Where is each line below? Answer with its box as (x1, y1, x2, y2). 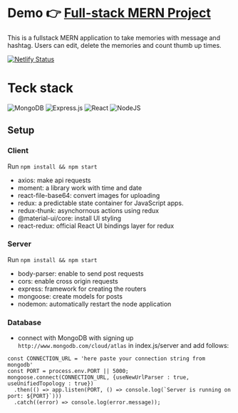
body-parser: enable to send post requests (17, 269, 144, 278)
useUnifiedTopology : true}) (7, 380, 94, 387)
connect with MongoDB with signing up (17, 334, 134, 342)
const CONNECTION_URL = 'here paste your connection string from (7, 355, 205, 362)
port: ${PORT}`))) (7, 393, 62, 400)
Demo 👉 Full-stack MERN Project (7, 5, 212, 21)
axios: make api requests (17, 176, 91, 184)
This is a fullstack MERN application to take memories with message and (7, 33, 221, 42)
